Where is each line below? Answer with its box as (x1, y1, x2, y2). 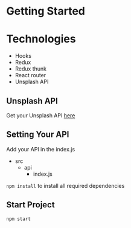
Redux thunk (14, 65, 47, 72)
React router (14, 72, 46, 79)
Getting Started (6, 4, 86, 18)
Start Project (6, 199, 56, 210)
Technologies (6, 32, 77, 46)
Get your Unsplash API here (6, 111, 75, 119)
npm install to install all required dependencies (6, 182, 125, 189)
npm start (6, 216, 31, 222)
